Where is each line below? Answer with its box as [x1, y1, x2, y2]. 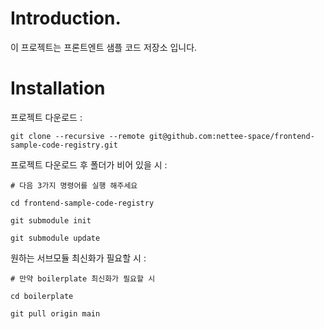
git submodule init [10, 215, 92, 226]
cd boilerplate [10, 291, 74, 301]
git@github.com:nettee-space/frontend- [148, 131, 315, 141]
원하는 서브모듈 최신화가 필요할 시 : [10, 252, 147, 264]
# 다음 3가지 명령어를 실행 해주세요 [10, 180, 138, 191]
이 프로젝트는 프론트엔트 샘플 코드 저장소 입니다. [10, 41, 198, 53]
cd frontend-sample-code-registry [10, 198, 155, 208]
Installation [10, 77, 106, 100]
